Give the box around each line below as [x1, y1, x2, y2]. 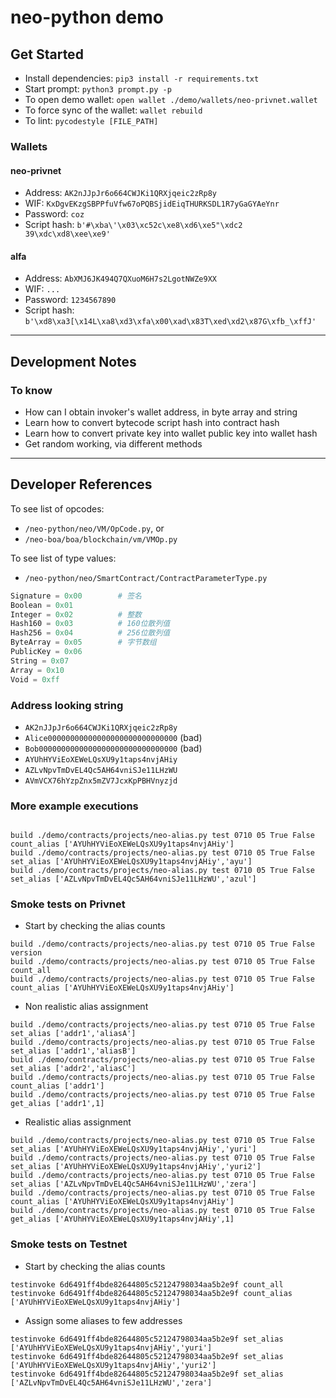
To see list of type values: [10, 552, 117, 564]
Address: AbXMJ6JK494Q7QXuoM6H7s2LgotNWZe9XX [24, 272, 217, 285]
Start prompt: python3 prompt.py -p [24, 83, 172, 95]
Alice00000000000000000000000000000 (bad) [24, 731, 203, 743]
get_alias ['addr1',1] [10, 1099, 105, 1109]
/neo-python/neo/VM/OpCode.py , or [24, 522, 165, 534]
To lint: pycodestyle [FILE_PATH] [24, 115, 159, 126]
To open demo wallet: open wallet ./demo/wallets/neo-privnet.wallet [24, 94, 318, 105]
